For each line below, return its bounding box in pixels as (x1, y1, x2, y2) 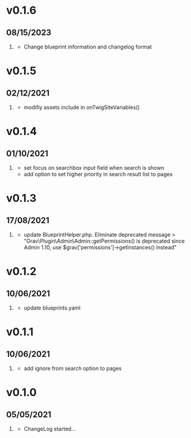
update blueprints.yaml (23, 304, 81, 311)
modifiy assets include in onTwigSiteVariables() (23, 104, 140, 111)
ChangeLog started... (23, 425, 76, 432)
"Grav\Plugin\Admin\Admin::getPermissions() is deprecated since (23, 237, 185, 244)
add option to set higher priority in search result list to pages (23, 171, 173, 177)
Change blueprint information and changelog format (23, 43, 152, 50)
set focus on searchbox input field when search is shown (23, 164, 164, 171)
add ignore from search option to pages (23, 365, 122, 372)
